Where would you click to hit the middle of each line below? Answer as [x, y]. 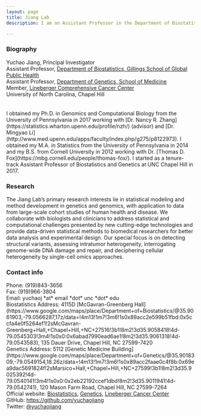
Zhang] [168, 119]
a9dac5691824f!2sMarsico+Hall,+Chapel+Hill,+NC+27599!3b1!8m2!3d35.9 [99, 368]
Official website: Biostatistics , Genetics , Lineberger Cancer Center [88, 394]
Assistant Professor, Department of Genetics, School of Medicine [86, 81]
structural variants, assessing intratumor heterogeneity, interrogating [91, 244]
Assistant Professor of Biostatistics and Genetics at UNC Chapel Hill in [106, 164]
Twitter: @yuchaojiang [34, 406]
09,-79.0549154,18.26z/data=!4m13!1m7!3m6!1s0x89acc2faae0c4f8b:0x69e [100, 362]
